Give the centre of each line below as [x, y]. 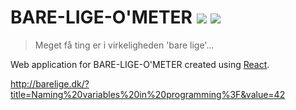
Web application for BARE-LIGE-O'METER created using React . [140, 64]
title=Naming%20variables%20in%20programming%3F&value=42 [148, 94]
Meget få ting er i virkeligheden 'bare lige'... [124, 45]
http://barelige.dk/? [50, 83]
